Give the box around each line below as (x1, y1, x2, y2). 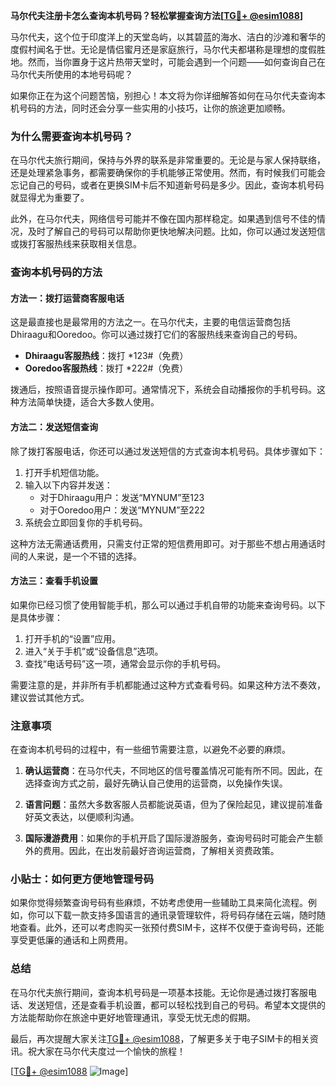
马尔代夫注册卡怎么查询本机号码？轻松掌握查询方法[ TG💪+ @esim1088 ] (10, 10, 304, 21)
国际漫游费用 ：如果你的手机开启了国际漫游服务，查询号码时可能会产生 (24, 832, 315, 844)
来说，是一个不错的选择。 (36, 550, 142, 562)
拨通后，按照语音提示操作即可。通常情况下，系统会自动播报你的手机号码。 (10, 384, 317, 396)
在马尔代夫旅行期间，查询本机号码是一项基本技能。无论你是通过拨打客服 (10, 986, 308, 998)
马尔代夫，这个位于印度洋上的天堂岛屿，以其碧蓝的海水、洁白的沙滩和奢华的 (10, 31, 326, 43)
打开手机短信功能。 (24, 466, 105, 478)
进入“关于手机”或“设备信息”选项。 (24, 645, 164, 657)
